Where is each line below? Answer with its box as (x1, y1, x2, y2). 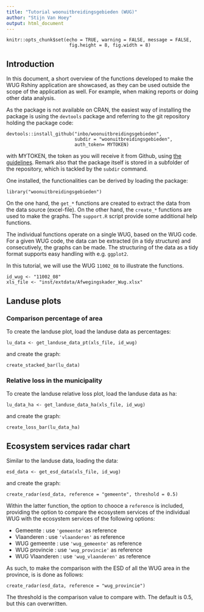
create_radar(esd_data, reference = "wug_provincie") (6, 583, 146, 589)
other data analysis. (6, 94, 56, 102)
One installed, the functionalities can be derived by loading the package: (6, 177, 188, 185)
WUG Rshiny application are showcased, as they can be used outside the (6, 82, 190, 89)
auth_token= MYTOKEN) (74, 141, 130, 148)
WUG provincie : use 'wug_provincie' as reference (15, 546, 143, 553)
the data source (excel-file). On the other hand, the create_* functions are (6, 206, 192, 213)
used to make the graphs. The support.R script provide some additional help (6, 213, 198, 220)
